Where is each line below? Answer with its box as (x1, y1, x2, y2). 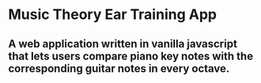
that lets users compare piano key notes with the (8, 49, 254, 62)
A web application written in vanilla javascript (8, 37, 237, 51)
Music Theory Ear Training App (8, 6, 217, 24)
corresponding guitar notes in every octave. (8, 62, 230, 75)
